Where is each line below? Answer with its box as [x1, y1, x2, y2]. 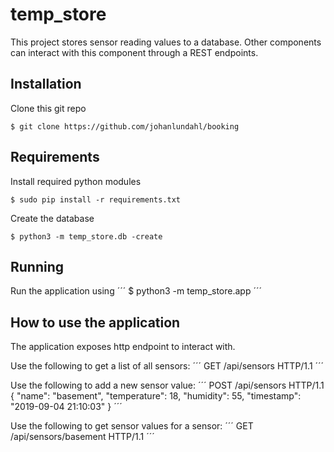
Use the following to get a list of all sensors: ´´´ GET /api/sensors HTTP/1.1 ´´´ [10, 360, 325, 372]
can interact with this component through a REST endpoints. [10, 46, 259, 58]
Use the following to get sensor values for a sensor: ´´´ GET [10, 420, 254, 432]
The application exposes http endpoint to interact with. [10, 341, 236, 353]
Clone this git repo [10, 102, 87, 114]
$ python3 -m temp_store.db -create [10, 231, 163, 242]
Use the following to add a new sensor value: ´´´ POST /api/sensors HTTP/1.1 [10, 379, 325, 392]
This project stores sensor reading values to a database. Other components [10, 36, 322, 48]
